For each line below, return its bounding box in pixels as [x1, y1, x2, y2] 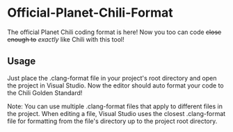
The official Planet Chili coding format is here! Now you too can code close [7, 28, 222, 36]
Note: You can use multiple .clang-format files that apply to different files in [7, 102, 223, 110]
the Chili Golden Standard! [7, 88, 83, 97]
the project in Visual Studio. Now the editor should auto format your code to [7, 81, 224, 90]
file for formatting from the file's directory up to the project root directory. [7, 117, 218, 125]
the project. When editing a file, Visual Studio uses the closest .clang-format [7, 109, 226, 117]
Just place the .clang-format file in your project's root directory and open [7, 74, 217, 82]
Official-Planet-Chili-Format [7, 5, 173, 21]
